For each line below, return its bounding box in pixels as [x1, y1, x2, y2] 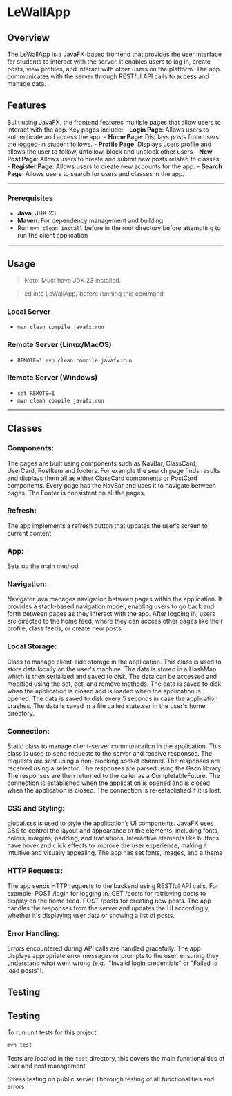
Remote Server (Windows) [7, 373, 98, 382]
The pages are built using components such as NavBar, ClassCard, [7, 459, 197, 468]
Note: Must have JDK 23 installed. [23, 276, 122, 284]
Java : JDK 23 [17, 209, 57, 218]
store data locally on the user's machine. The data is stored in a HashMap [7, 664, 217, 673]
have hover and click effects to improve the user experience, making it [7, 841, 207, 849]
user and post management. [7, 1061, 88, 1070]
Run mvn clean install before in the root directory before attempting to [17, 224, 221, 232]
